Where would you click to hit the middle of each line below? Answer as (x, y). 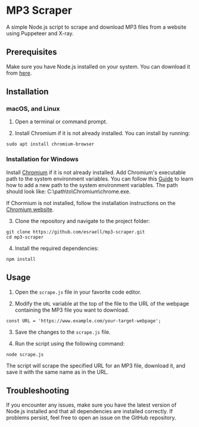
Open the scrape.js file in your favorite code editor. (78, 292)
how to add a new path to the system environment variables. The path (92, 185)
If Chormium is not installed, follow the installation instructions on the (91, 203)
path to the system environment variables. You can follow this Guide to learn (100, 179)
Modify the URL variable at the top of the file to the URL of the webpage (102, 303)
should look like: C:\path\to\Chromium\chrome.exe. (69, 191)
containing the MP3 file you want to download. (72, 310)
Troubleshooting (38, 390)
